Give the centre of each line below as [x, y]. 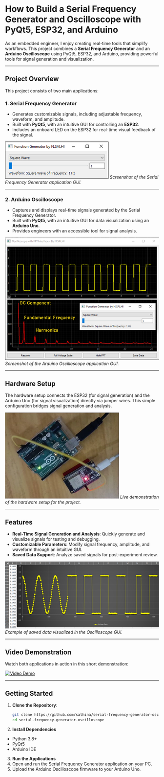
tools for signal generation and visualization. [50, 59]
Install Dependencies [34, 729]
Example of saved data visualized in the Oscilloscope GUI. [64, 632]
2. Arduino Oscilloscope [34, 199]
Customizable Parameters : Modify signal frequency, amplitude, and [81, 545]
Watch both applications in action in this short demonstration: [67, 664]
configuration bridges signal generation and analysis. [59, 406]
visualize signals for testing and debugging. [56, 539]
